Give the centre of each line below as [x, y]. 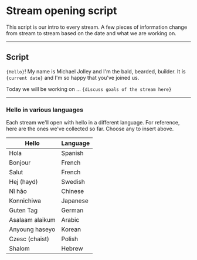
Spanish [72, 153]
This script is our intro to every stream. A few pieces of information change [97, 27]
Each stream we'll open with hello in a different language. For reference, [93, 123]
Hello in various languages [45, 110]
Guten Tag [23, 211]
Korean [71, 229]
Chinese [73, 191]
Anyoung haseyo [32, 229]
